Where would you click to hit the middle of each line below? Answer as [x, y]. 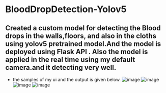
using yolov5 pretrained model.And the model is [83, 44]
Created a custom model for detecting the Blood [83, 28]
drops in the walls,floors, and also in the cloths [81, 36]
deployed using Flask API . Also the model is [77, 52]
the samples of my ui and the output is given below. [67, 80]
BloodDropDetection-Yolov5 [66, 9]
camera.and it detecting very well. [61, 67]
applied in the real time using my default [70, 59]
